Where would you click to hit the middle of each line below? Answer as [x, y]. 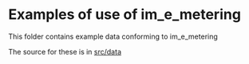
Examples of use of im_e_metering [125, 15]
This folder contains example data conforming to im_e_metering [113, 36]
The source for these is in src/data [65, 51]
